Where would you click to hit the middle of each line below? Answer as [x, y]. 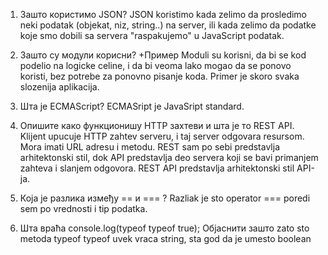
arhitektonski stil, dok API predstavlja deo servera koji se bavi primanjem [169, 157]
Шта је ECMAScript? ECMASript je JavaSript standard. [132, 106]
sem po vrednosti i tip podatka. [83, 208]
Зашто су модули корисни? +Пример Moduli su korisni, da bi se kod [163, 55]
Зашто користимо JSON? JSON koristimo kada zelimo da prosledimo [163, 14]
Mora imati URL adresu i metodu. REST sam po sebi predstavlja [150, 147]
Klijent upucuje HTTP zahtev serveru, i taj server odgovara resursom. [162, 136]
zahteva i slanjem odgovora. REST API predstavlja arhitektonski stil [157, 168]
